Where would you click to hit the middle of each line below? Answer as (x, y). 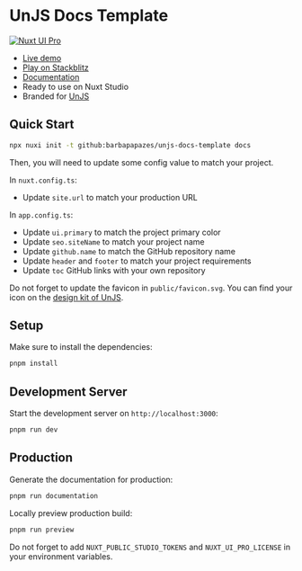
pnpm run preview (42, 530)
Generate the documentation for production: (91, 479)
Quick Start (42, 125)
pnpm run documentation (54, 495)
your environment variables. (61, 556)
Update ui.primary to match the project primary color (122, 232)
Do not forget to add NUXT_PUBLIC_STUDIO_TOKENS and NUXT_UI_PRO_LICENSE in (150, 547)
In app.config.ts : (41, 214)
